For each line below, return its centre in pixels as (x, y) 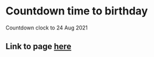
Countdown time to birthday (77, 11)
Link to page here (38, 46)
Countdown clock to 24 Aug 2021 (47, 28)
